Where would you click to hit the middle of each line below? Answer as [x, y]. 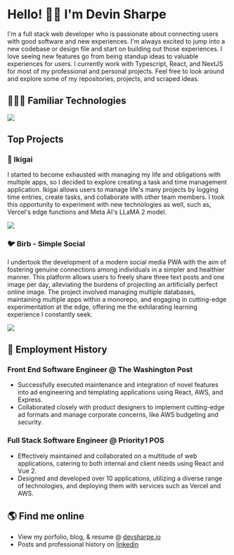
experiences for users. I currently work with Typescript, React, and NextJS [115, 63]
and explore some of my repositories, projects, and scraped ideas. [103, 78]
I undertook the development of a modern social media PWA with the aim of [117, 262]
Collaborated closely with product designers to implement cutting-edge [121, 407]
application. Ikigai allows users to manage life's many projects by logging [113, 190]
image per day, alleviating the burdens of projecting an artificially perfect [112, 284]
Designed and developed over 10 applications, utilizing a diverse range [120, 478]
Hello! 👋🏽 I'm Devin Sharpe [87, 14]
